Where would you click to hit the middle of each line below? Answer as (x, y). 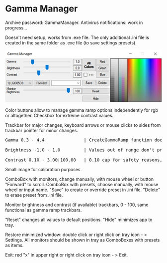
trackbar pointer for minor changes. (42, 130)
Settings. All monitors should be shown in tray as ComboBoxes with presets (83, 240)
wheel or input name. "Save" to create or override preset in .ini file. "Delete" (83, 190)
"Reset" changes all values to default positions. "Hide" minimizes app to (79, 220)
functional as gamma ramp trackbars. (43, 210)
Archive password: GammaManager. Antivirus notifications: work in (74, 22)
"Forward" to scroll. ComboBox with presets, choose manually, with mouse (82, 184)
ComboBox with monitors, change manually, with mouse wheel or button (80, 179)
